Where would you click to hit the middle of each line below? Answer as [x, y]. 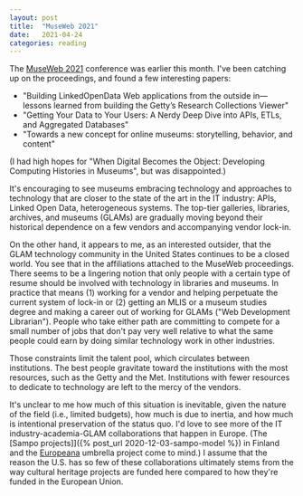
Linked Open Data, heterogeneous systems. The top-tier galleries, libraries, [150, 208]
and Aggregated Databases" [76, 125]
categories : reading [48, 43]
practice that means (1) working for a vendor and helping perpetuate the [144, 293]
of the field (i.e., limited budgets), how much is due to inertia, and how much [151, 415]
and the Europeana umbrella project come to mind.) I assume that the [138, 453]
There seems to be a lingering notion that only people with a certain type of [150, 273]
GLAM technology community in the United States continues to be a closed [149, 254]
